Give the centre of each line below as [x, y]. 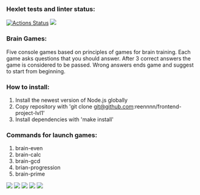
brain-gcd [28, 161]
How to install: [28, 87]
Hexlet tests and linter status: [51, 9]
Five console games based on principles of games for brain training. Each [98, 52]
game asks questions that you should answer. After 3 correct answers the [99, 58]
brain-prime [30, 174]
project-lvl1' [30, 113]
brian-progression [38, 168]
